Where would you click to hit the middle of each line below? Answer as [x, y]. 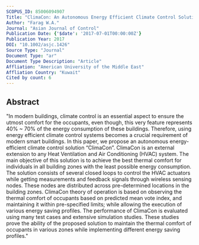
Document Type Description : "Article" [54, 61]
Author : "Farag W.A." [33, 23]
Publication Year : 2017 [36, 39]
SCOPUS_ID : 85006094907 [36, 12]
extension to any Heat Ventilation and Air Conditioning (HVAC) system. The [98, 154]
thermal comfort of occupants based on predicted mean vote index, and [94, 198]
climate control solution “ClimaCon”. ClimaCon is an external [101, 147]
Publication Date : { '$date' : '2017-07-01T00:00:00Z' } [74, 34]
